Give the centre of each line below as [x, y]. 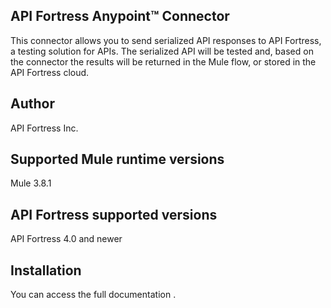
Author [32, 104]
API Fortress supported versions [114, 214]
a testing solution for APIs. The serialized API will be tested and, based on [162, 51]
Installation [46, 270]
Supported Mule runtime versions [117, 159]
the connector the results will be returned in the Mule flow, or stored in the [163, 61]
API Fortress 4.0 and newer [66, 239]
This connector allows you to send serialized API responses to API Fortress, [166, 40]
